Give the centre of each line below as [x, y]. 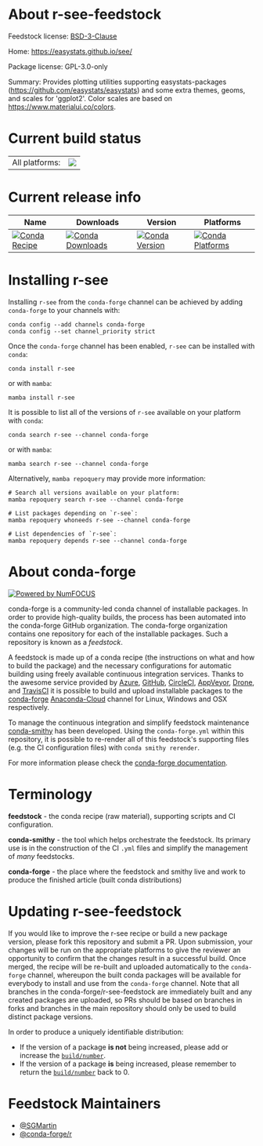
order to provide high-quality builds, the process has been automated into [127, 617]
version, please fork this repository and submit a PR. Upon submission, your [130, 941]
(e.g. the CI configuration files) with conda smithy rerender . [104, 748]
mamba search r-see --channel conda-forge [78, 464]
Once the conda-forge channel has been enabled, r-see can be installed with [131, 346]
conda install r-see [42, 369]
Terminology [50, 794]
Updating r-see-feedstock [95, 911]
